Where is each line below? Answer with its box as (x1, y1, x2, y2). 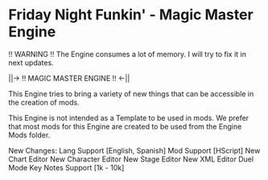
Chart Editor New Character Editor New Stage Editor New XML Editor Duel (8, 154, 254, 164)
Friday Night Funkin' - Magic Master (8, 6, 254, 24)
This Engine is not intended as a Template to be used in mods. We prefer (8, 112, 249, 122)
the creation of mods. (8, 97, 80, 107)
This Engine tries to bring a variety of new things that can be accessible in (8, 88, 254, 98)
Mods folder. (8, 130, 51, 140)
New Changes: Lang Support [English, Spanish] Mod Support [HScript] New (8, 145, 261, 155)
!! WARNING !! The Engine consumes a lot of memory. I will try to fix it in (8, 49, 247, 59)
